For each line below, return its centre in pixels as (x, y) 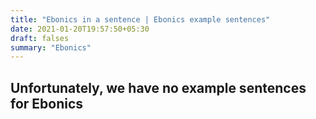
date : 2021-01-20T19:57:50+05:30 (80, 29)
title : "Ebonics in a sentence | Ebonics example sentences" (140, 19)
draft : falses (40, 38)
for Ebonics (47, 103)
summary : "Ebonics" (51, 47)
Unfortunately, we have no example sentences (158, 87)
